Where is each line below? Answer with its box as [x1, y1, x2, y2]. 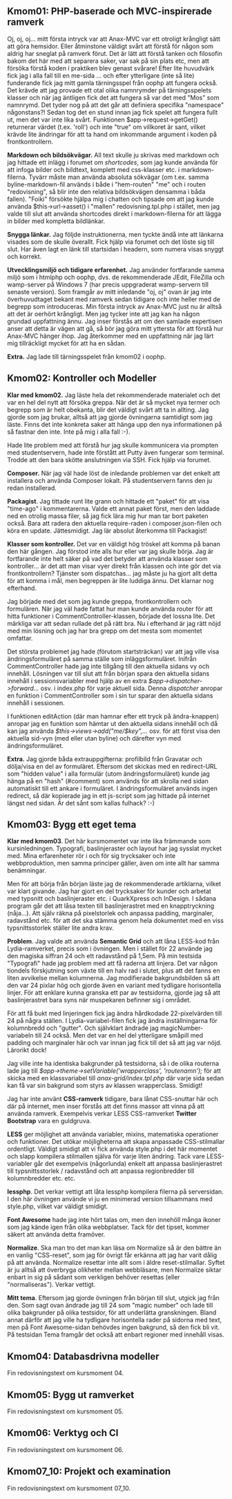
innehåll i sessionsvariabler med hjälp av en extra [7, 676, 147, 685]
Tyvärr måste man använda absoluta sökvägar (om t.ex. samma [28, 173, 209, 181]
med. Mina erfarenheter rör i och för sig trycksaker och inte [7, 852, 176, 860]
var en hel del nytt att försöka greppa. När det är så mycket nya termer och [7, 398, 220, 406]
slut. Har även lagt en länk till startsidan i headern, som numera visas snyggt [7, 245, 224, 253]
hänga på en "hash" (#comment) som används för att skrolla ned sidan [7, 776, 209, 785]
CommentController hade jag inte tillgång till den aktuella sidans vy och [7, 662, 209, 670]
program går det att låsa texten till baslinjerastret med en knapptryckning [7, 901, 215, 910]
